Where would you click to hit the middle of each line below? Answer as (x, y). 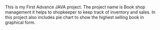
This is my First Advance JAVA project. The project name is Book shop (75, 7)
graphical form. (20, 22)
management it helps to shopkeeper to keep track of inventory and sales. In (80, 12)
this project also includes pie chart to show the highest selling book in (74, 17)
